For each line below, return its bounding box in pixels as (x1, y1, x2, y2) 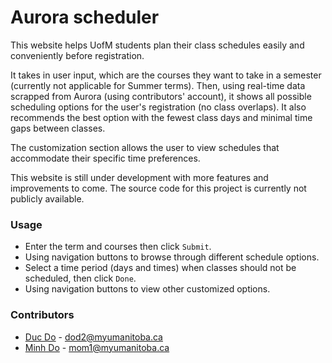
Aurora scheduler (10, 6, 160, 29)
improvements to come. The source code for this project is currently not (10, 182, 307, 194)
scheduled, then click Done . (24, 272, 137, 285)
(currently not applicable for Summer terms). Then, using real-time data (10, 79, 306, 91)
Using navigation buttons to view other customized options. (24, 283, 271, 295)
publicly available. (10, 192, 85, 205)
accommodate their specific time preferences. (10, 152, 201, 164)
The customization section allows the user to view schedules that (10, 141, 280, 153)
